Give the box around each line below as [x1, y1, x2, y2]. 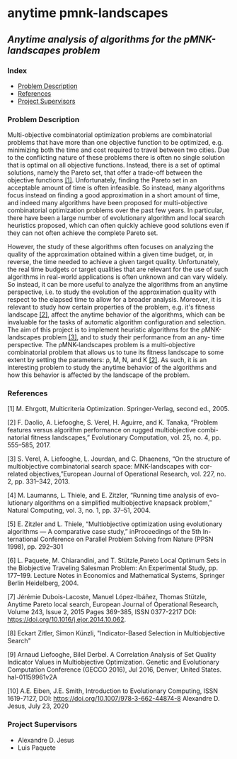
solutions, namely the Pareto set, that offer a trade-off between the [7, 168, 203, 177]
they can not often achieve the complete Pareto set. [7, 229, 158, 237]
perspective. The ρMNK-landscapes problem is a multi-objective [7, 341, 196, 349]
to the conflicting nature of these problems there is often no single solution [7, 153, 225, 162]
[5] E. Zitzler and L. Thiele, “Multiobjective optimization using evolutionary [7, 520, 223, 528]
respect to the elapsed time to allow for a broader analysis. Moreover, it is [7, 295, 221, 304]
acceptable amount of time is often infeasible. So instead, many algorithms [7, 183, 225, 192]
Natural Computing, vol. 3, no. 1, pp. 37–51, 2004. [7, 506, 151, 515]
